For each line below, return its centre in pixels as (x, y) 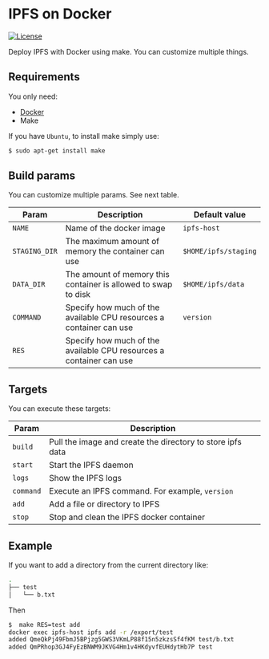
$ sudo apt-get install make (57, 151)
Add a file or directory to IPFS (104, 504)
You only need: (33, 96)
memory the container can (115, 251)
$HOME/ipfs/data (214, 285)
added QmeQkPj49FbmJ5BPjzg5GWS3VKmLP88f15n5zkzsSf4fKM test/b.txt (121, 640)
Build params (42, 176)
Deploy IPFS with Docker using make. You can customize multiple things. (129, 51)
